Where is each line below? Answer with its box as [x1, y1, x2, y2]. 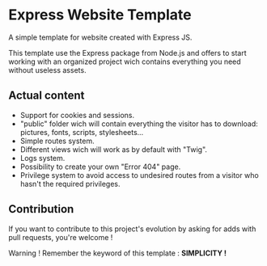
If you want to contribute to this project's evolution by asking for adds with [8, 224, 256, 234]
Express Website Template [8, 6, 192, 24]
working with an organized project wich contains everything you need [8, 57, 241, 66]
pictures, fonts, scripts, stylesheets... [19, 127, 144, 137]
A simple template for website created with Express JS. [8, 32, 193, 42]
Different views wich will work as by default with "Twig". [19, 144, 208, 154]
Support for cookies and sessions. [19, 110, 135, 120]
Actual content [8, 89, 85, 103]
